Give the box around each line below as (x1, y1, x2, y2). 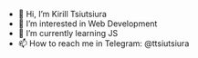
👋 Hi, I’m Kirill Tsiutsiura (17, 9, 108, 19)
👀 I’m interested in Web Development (17, 18, 158, 29)
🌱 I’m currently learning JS (17, 28, 119, 38)
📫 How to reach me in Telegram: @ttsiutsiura (17, 38, 190, 49)
